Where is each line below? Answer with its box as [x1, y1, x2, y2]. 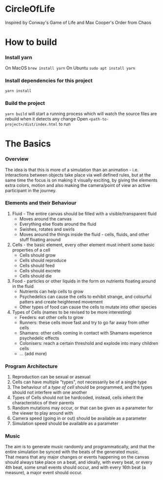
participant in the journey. [5, 187, 57, 193]
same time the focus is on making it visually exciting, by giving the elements [5, 177, 158, 183]
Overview [5, 156, 29, 162]
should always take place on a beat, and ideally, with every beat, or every [5, 460, 153, 465]
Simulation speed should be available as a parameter [12, 420, 119, 426]
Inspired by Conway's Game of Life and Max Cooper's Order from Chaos [5, 20, 151, 25]
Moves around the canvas [19, 216, 72, 221]
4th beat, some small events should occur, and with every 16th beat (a [5, 464, 146, 470]
